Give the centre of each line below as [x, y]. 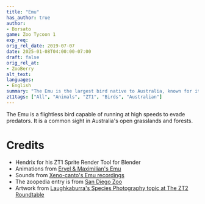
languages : [20, 80]
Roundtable [30, 194]
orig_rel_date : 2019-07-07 [41, 46]
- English [19, 86]
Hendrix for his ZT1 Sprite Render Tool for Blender [78, 162]
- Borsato [19, 29]
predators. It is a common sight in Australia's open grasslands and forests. [100, 121]
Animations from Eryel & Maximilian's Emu [68, 169]
